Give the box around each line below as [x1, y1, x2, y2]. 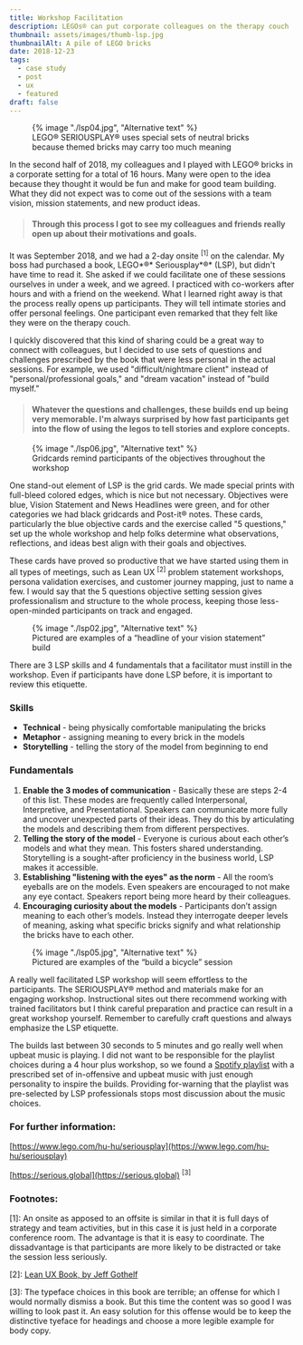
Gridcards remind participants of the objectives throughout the [32, 453, 266, 463]
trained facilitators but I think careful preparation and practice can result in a [9, 1003, 294, 1014]
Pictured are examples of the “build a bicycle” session [32, 956, 233, 967]
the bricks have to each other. [22, 929, 134, 940]
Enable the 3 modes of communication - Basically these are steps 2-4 [22, 785, 288, 795]
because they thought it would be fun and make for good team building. [9, 179, 277, 190]
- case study [17, 64, 67, 73]
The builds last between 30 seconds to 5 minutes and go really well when [9, 1039, 283, 1050]
